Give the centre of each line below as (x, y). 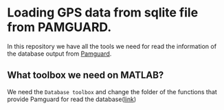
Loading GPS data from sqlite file (103, 13)
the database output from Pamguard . (59, 54)
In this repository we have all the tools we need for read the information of (112, 46)
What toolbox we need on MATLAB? (86, 75)
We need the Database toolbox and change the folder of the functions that (112, 91)
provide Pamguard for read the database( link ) (72, 99)
